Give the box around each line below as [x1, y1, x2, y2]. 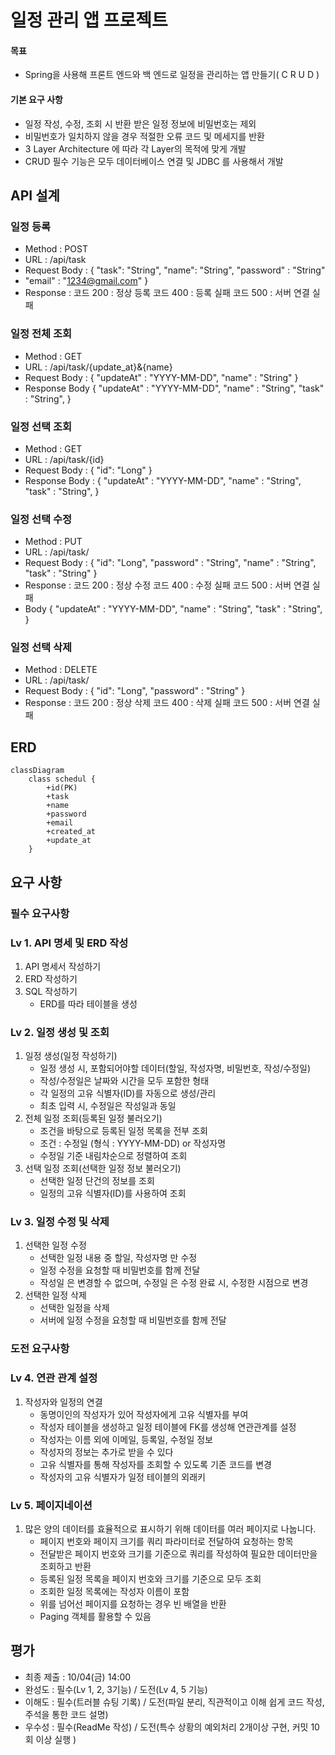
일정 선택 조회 [10, 419, 73, 433]
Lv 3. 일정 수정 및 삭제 [10, 1215, 110, 1229]
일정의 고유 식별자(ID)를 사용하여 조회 [39, 1187, 187, 1200]
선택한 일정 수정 [24, 1239, 87, 1251]
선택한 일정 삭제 [24, 1289, 87, 1301]
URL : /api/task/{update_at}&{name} [24, 361, 173, 373]
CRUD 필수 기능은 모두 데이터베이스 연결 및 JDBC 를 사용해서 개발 [24, 155, 284, 167]
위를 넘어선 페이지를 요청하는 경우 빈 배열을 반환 [39, 1598, 227, 1610]
